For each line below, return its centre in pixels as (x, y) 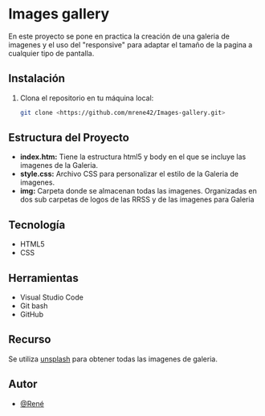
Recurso (30, 339)
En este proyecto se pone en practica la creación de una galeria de (119, 36)
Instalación (37, 78)
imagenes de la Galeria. (59, 165)
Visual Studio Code (52, 297)
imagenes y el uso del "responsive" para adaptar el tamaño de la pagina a (130, 44)
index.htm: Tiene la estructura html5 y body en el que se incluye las (133, 157)
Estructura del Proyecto (69, 138)
